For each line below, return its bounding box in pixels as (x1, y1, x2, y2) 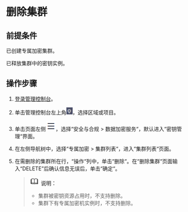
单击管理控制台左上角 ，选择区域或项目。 (14, 109, 119, 116)
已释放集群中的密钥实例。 (6, 60, 68, 66)
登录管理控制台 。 (14, 95, 56, 102)
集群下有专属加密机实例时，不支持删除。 (38, 199, 136, 206)
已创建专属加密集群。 (6, 48, 58, 54)
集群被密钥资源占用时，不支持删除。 (38, 192, 126, 199)
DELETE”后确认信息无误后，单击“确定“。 (22, 165, 120, 172)
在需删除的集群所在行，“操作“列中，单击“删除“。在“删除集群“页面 (14, 157, 173, 164)
